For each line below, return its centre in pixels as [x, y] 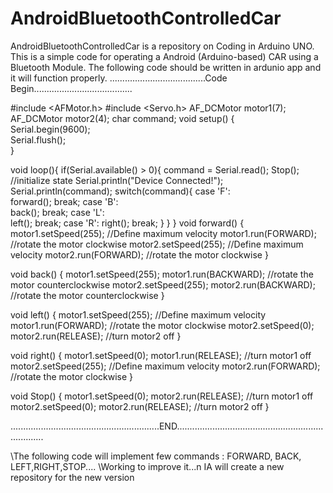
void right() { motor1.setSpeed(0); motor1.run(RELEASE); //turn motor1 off [161, 355]
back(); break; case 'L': [57, 212]
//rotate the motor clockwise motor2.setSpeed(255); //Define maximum [157, 244]
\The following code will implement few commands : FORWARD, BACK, [156, 456]
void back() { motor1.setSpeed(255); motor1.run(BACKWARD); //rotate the [162, 274]
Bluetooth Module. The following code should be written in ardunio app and [166, 67]
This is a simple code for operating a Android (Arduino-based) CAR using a [164, 56]
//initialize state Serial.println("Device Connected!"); [117, 180]
